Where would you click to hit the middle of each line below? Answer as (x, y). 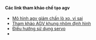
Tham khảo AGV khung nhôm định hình (51, 24)
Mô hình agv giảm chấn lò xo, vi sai (47, 18)
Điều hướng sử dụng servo (39, 29)
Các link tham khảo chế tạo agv (37, 8)
